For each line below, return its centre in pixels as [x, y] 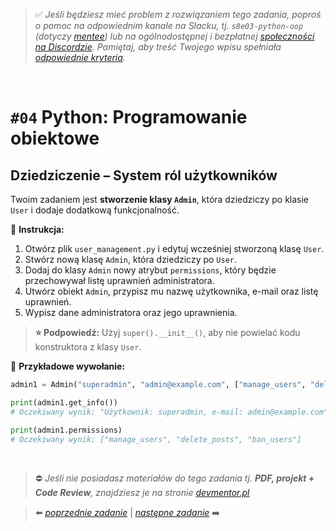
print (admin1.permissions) [66, 430]
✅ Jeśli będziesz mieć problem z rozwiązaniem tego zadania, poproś [178, 14]
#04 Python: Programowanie [129, 117]
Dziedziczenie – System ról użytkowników [144, 175]
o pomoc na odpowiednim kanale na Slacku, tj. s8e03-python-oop [169, 25]
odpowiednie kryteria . [80, 57]
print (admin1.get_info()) [64, 402]
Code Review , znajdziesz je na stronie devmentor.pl [142, 493]
